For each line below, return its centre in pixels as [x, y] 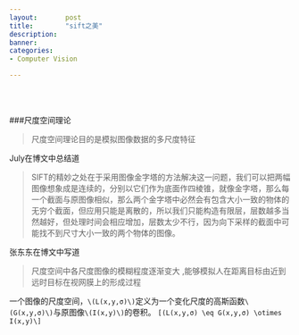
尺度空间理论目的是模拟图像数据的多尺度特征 [113, 139]
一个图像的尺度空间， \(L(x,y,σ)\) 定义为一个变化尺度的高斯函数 [127, 301]
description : [33, 34]
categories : [31, 51]
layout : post [46, 17]
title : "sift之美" [56, 26]
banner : [24, 42]
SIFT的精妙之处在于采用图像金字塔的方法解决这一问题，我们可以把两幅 [161, 177]
